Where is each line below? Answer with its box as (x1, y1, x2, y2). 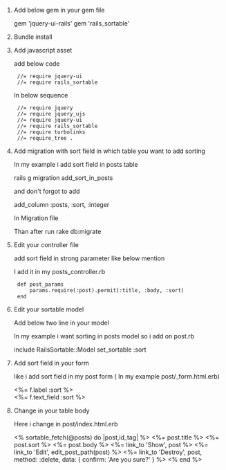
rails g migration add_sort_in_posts (13, 174, 113, 182)
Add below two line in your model (13, 318, 109, 327)
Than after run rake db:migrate (13, 228, 102, 235)
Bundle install (13, 33, 53, 41)
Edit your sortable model (13, 305, 84, 314)
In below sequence (13, 91, 68, 99)
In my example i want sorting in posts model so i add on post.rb (13, 332, 195, 340)
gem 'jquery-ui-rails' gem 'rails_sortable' (13, 19, 130, 27)
